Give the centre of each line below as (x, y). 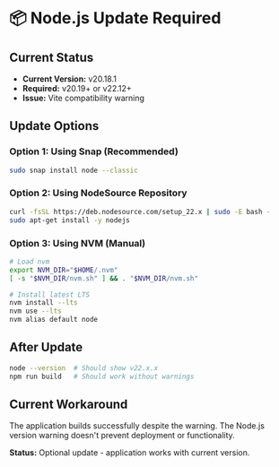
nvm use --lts (36, 311)
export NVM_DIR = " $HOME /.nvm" (64, 270)
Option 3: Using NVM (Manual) (78, 243)
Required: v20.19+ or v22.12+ (77, 88)
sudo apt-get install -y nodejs (70, 220)
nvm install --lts (44, 303)
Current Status (52, 57)
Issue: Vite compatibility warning (83, 98)
